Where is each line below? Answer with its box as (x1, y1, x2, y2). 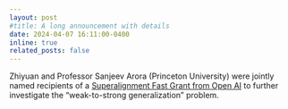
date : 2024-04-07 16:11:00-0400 (9, 29, 130, 38)
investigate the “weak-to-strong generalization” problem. (9, 90, 219, 101)
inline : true (9, 38, 58, 47)
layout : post (9, 13, 58, 22)
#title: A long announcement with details (9, 21, 170, 30)
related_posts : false (9, 46, 90, 55)
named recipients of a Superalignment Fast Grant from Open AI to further (9, 80, 279, 91)
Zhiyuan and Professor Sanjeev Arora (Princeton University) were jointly (9, 71, 275, 81)
